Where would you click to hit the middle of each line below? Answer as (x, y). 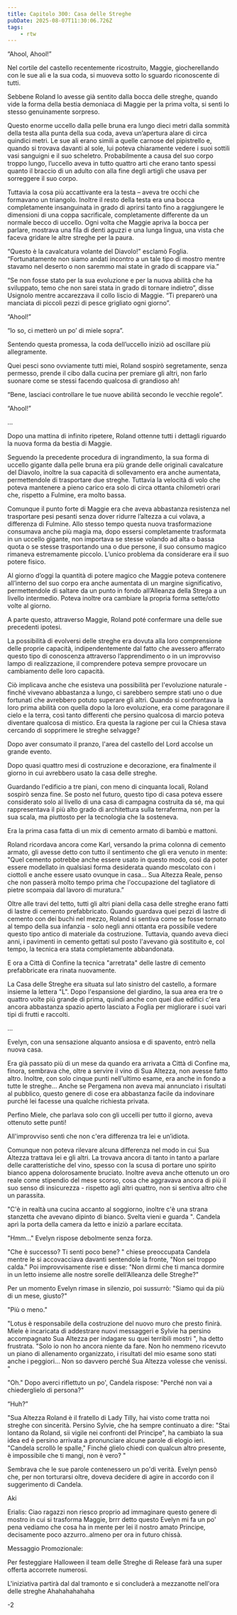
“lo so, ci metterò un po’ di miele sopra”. (66, 331)
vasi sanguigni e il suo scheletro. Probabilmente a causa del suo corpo (111, 156)
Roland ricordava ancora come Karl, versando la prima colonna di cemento (116, 844)
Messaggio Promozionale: (45, 1549)
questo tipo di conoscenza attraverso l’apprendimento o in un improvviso (114, 656)
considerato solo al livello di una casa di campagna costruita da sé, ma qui (116, 802)
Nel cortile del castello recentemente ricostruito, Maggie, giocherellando (113, 68)
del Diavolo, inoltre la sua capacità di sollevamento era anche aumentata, (114, 472)
